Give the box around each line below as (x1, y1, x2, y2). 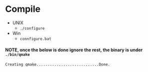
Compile (5, 3, 41, 15)
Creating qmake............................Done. (5, 62, 111, 67)
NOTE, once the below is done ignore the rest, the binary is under (5, 47, 143, 53)
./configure (19, 26, 45, 31)
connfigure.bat (19, 36, 51, 41)
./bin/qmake (5, 52, 30, 57)
